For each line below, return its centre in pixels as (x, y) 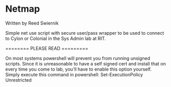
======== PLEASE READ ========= (47, 48)
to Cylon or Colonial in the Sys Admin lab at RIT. (56, 38)
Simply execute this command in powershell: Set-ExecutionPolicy (74, 74)
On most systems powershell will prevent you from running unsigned (78, 58)
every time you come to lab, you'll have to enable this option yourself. (79, 69)
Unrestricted (18, 80)
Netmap (23, 9)
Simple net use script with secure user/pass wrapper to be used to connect (85, 33)
